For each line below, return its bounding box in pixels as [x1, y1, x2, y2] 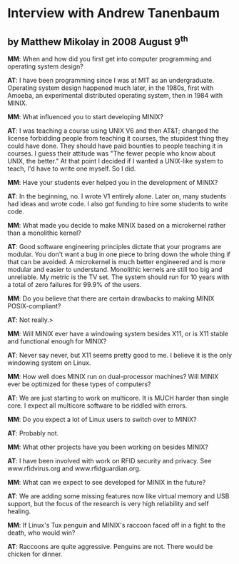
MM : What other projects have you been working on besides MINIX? [7, 443, 208, 451]
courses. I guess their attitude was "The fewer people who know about [7, 149, 216, 158]
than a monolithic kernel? [7, 228, 82, 237]
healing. [7, 507, 31, 515]
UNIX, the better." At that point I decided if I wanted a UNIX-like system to [7, 157, 223, 165]
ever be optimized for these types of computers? [7, 380, 151, 388]
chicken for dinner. [7, 550, 63, 558]
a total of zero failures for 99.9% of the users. [7, 281, 142, 288]
